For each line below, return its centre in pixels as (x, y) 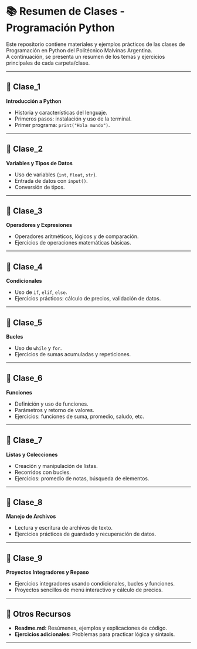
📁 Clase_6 (24, 378)
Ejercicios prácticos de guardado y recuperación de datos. (85, 534)
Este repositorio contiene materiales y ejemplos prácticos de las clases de (96, 44)
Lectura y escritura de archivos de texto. (64, 528)
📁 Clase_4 (24, 267)
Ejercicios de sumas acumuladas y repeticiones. (73, 354)
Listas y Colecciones (32, 454)
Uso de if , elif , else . (41, 292)
